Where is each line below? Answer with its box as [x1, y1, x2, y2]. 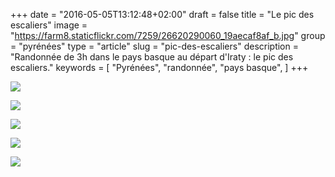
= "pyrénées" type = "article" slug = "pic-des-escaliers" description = [10, 40, 299, 52]
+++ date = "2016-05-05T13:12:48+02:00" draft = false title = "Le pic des [10, 9, 315, 20]
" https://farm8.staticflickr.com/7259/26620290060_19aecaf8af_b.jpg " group [10, 30, 326, 41]
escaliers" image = [10, 19, 88, 31]
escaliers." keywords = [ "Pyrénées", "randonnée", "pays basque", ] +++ [10, 62, 309, 73]
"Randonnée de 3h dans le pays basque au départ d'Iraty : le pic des [10, 51, 294, 63]
